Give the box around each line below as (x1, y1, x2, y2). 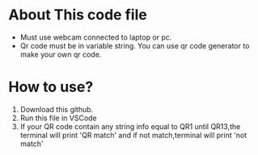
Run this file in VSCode (19, 113, 97, 123)
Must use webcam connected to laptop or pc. (19, 32, 172, 42)
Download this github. (19, 104, 94, 114)
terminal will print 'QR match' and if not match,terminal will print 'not (19, 130, 247, 140)
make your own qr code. (19, 49, 102, 59)
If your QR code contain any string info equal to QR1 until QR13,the (19, 121, 241, 131)
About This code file (8, 6, 147, 24)
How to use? (8, 78, 94, 96)
